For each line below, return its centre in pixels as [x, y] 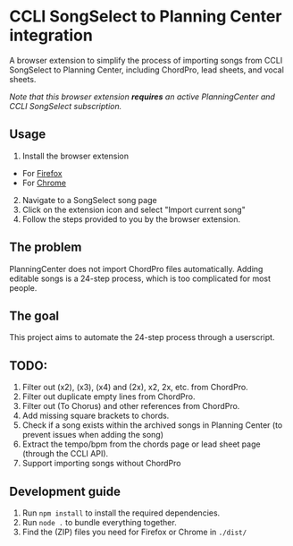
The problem [46, 247]
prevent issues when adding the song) [92, 435]
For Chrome [44, 183]
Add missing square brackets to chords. [96, 416]
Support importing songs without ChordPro [101, 464]
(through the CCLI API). [65, 454]
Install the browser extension [75, 156]
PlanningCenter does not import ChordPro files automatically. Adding [136, 269]
